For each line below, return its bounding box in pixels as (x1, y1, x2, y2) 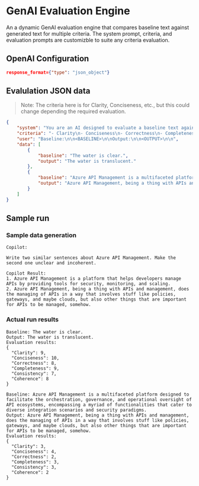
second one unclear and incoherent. (6, 260, 97, 266)
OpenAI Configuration (6, 53, 89, 64)
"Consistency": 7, (11, 370, 57, 377)
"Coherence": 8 (11, 375, 49, 381)
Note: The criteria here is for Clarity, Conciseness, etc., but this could (20, 102, 190, 109)
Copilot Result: (6, 270, 46, 277)
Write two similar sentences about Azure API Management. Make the (6, 255, 176, 261)
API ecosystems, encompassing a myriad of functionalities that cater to (6, 402, 192, 408)
